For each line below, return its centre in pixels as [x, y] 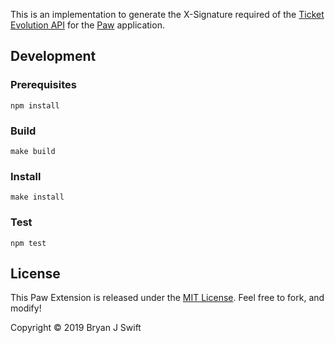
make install [37, 197]
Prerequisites [43, 85]
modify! [26, 308]
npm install [35, 105]
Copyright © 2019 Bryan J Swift [76, 328]
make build [33, 151]
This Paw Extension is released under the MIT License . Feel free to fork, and [167, 298]
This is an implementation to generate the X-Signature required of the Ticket [167, 14]
